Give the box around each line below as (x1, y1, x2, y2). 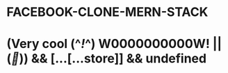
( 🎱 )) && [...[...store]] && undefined (6, 51, 206, 67)
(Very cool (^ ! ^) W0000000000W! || (6, 36, 222, 52)
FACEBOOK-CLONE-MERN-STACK (6, 4, 209, 20)
